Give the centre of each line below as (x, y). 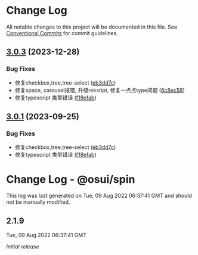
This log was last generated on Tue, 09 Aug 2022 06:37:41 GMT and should (99, 196)
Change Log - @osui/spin (71, 179)
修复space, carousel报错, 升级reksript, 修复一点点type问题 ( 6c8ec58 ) (100, 90)
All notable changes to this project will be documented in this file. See (92, 27)
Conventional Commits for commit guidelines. (62, 33)
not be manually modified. (38, 202)
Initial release (23, 247)
